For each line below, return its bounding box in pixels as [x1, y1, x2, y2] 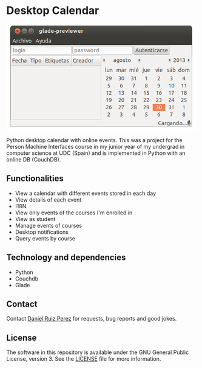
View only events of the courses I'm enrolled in [15, 209, 133, 216]
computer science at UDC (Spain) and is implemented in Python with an [6, 149, 186, 157]
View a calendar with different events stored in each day [15, 189, 157, 197]
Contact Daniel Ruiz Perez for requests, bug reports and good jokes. [6, 315, 177, 322]
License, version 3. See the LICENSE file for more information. [6, 355, 161, 363]
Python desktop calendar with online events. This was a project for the [6, 136, 183, 143]
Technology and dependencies [6, 253, 126, 263]
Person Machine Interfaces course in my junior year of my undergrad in [6, 143, 185, 150]
